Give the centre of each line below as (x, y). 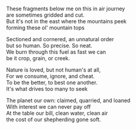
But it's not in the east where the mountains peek (67, 21)
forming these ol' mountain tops (45, 27)
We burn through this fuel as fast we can (56, 52)
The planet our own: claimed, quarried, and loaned (68, 100)
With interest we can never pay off (49, 107)
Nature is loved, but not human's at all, (54, 70)
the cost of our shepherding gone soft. (54, 119)
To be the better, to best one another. (52, 82)
